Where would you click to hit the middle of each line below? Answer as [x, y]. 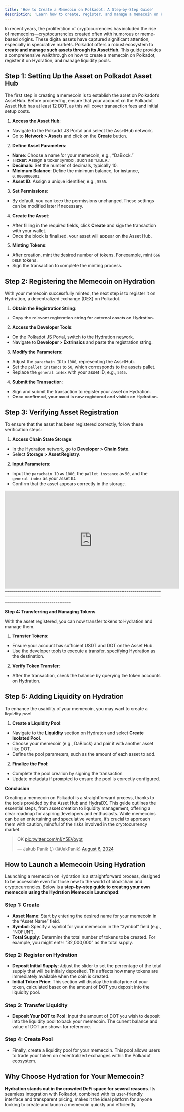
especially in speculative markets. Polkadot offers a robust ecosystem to [79, 44]
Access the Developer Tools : [42, 327]
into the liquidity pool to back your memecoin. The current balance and [85, 1021]
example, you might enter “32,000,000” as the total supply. [73, 942]
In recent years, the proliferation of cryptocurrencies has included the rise [81, 28]
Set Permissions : [30, 191]
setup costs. [18, 111]
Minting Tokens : [29, 245]
